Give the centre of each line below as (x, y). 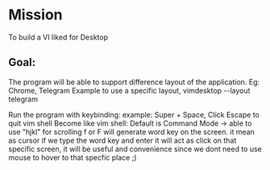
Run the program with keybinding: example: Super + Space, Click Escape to (134, 114)
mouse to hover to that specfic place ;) (73, 157)
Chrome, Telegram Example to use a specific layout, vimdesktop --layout (129, 90)
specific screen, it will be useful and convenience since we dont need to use (135, 149)
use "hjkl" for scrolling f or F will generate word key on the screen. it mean (132, 131)
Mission (35, 15)
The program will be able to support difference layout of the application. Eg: (134, 81)
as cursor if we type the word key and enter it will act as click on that (123, 140)
